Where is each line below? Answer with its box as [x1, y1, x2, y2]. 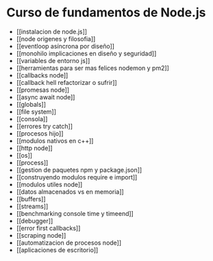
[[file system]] [16, 108, 56, 116]
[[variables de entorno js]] [16, 56, 90, 64]
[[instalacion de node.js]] [16, 27, 87, 36]
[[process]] [16, 158, 49, 166]
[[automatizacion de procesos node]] [16, 238, 122, 247]
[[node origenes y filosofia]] [16, 34, 96, 42]
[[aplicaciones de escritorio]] [16, 245, 99, 254]
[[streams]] [16, 202, 49, 210]
